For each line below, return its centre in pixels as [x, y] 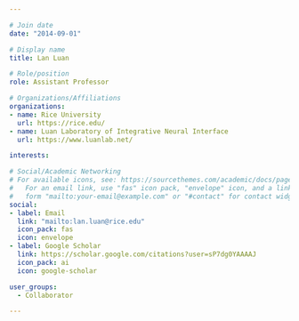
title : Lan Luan [39, 58]
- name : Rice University [55, 115]
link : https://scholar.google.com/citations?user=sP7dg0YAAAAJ [137, 254]
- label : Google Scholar [55, 246]
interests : [29, 156]
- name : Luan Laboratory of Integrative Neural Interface [119, 131]
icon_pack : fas [45, 229]
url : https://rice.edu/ [61, 123]
